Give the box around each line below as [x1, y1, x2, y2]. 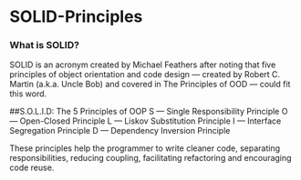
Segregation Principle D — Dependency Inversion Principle [9, 125, 231, 136]
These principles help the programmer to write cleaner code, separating [9, 143, 281, 154]
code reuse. [9, 162, 55, 174]
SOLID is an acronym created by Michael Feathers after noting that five [9, 59, 276, 70]
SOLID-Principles [9, 6, 143, 27]
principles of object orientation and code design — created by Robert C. [9, 69, 281, 80]
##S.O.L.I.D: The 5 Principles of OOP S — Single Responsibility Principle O [9, 106, 288, 117]
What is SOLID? [9, 39, 80, 52]
